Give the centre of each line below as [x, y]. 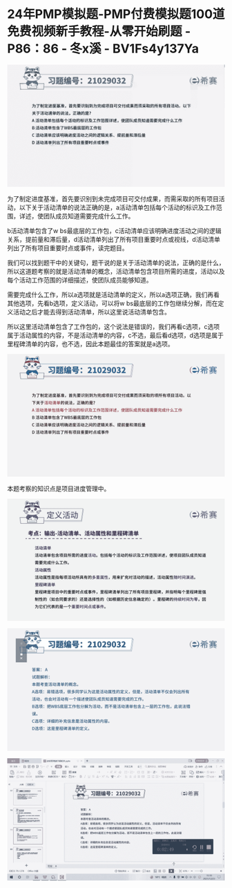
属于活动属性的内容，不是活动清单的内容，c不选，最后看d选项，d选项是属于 [116, 335]
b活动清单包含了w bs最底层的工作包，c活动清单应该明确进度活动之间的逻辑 [114, 231]
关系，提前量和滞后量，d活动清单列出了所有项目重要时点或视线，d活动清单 [114, 240]
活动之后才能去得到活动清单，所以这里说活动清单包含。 [91, 312]
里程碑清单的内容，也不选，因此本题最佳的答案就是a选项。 [90, 344]
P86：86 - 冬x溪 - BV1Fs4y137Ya [103, 49]
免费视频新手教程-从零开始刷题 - [99, 31]
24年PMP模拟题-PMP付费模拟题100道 [116, 14]
